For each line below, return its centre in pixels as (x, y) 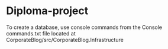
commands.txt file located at (41, 33)
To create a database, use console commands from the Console (84, 27)
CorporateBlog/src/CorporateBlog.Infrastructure (65, 40)
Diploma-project (47, 11)
